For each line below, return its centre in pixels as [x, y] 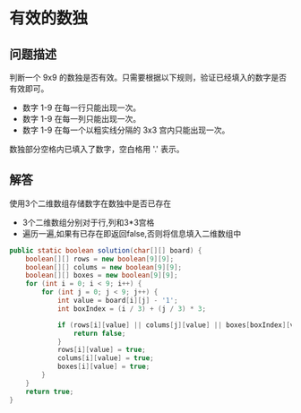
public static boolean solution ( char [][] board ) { [106, 250]
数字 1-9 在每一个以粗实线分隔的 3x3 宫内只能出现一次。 [126, 130]
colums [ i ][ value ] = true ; [105, 358]
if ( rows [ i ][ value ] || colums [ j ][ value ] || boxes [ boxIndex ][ [174, 325]
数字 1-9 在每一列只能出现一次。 [82, 119]
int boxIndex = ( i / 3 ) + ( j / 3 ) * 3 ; [132, 309]
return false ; [99, 333]
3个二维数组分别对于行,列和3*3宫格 [88, 222]
